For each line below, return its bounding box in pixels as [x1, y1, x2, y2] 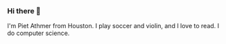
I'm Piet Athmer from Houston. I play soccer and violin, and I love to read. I [7, 22, 220, 30]
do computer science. [7, 29, 70, 37]
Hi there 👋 [7, 6, 42, 16]
